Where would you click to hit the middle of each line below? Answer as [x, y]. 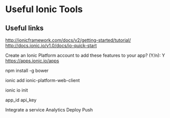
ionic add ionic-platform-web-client [42, 80]
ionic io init [17, 90]
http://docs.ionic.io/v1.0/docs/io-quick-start [51, 46]
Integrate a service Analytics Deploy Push [49, 110]
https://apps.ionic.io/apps [32, 61]
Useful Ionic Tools [44, 9]
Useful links [25, 28]
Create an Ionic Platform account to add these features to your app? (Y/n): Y [85, 55]
